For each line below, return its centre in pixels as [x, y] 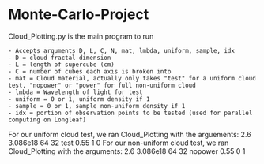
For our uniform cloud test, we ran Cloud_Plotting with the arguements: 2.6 [130, 134]
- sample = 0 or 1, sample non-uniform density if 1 [97, 106]
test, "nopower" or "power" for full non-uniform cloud [102, 85]
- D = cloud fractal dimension [60, 58]
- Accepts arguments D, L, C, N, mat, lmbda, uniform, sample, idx [122, 50]
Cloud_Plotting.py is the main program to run [81, 36]
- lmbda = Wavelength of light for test [76, 92]
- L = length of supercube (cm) [61, 65]
